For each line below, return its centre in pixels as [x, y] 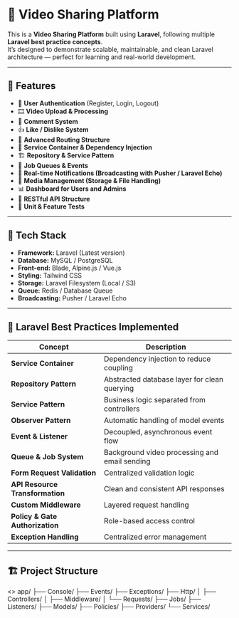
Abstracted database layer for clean [164, 379]
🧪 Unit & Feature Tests [51, 206]
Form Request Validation [54, 473]
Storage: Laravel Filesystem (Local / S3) [77, 283]
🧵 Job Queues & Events [53, 165]
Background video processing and [161, 453]
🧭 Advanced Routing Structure [64, 140]
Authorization [35, 525]
